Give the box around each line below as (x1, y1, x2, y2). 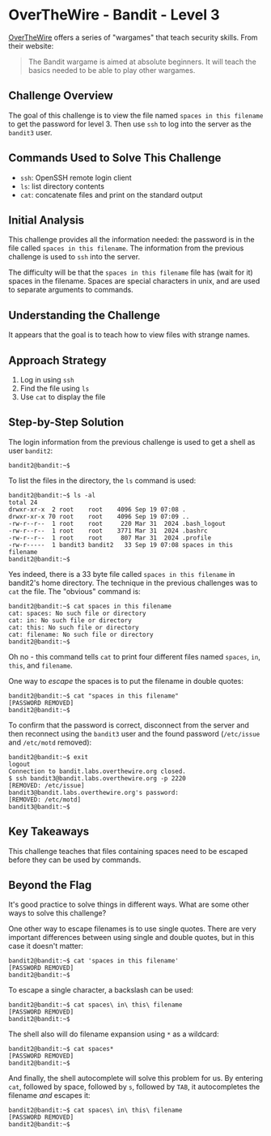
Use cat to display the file (19, 392, 106, 402)
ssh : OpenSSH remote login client (19, 173, 132, 182)
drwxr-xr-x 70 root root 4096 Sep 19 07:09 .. (8, 512, 190, 520)
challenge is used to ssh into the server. (8, 252, 140, 262)
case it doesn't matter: (8, 942, 83, 951)
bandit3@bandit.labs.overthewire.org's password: (8, 788, 180, 796)
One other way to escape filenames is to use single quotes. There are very (8, 924, 256, 933)
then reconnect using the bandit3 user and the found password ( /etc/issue (8, 728, 260, 738)
